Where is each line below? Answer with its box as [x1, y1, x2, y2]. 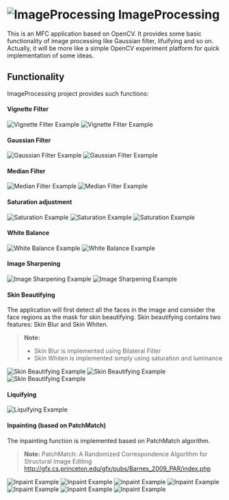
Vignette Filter [7, 105, 49, 113]
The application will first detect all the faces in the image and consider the [7, 305, 215, 314]
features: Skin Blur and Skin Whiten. [7, 321, 108, 329]
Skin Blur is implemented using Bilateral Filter [33, 347, 162, 355]
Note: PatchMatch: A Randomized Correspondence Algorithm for [23, 449, 208, 458]
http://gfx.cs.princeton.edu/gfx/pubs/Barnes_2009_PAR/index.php [23, 464, 211, 473]
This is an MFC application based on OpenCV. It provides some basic [7, 29, 202, 38]
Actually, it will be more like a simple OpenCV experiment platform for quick [7, 44, 220, 52]
